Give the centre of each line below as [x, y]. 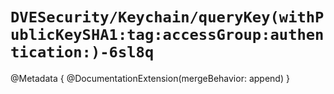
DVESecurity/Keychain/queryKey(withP [167, 17]
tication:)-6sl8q [82, 52]
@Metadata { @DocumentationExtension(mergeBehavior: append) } [150, 78]
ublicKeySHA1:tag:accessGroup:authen [167, 35]
